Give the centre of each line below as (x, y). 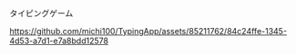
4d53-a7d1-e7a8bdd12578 (59, 40)
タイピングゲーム (41, 13)
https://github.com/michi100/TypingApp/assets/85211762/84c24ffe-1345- (148, 31)
